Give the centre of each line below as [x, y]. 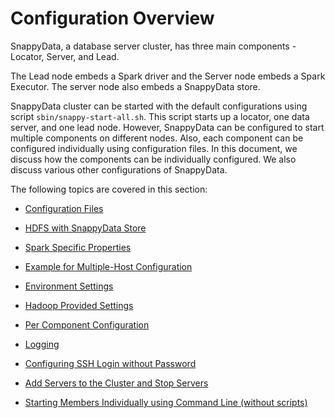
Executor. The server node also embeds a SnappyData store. [135, 86]
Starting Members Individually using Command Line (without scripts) [166, 402]
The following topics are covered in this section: [109, 189]
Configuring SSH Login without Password [110, 363]
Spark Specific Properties [78, 247]
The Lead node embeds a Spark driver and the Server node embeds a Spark [168, 76]
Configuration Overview [112, 18]
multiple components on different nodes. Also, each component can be [157, 138]
